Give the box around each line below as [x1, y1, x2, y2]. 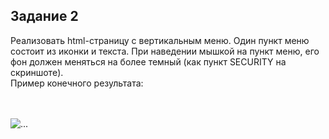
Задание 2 [10, 8, 79, 25]
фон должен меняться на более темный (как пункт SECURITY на [10, 55, 287, 68]
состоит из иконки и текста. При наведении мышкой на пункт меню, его [10, 45, 320, 57]
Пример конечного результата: [10, 77, 144, 89]
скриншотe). [10, 66, 64, 78]
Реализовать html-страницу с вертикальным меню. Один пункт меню [10, 34, 310, 46]
